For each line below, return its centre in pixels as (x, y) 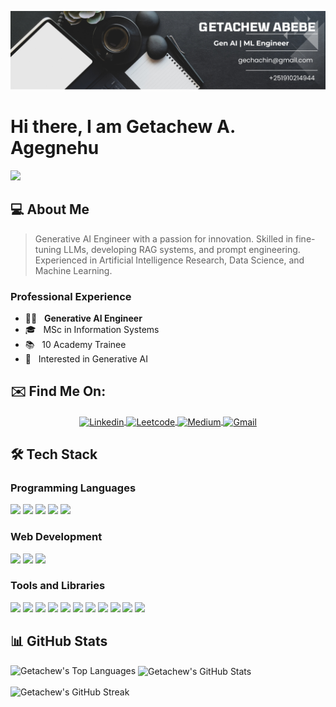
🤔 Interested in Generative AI (86, 359)
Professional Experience (71, 296)
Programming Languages (73, 488)
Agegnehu (55, 148)
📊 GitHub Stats (59, 641)
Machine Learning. (73, 270)
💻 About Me (50, 209)
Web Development (56, 537)
